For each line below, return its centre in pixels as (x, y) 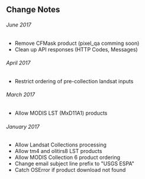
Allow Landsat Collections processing (60, 145)
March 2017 (21, 95)
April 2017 (18, 63)
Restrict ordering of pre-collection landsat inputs (74, 81)
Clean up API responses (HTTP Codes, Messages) (76, 49)
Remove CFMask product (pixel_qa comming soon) (77, 43)
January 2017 (23, 126)
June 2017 (19, 25)
